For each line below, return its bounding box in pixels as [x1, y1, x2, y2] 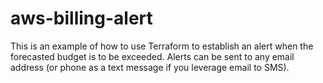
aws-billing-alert [10, 7, 153, 30]
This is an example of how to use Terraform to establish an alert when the [10, 40, 314, 52]
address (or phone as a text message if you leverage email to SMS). [10, 61, 290, 73]
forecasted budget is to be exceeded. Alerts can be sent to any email [10, 50, 295, 62]
